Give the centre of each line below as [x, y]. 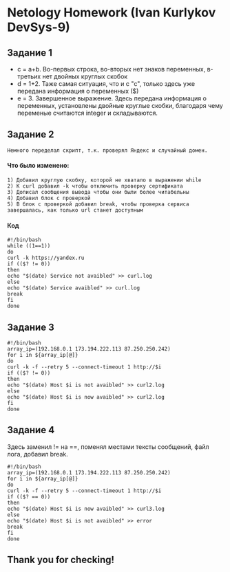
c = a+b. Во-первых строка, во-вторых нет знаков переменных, [111, 69]
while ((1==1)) [29, 246]
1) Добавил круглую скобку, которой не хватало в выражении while [104, 180]
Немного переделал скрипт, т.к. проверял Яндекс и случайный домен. [107, 150]
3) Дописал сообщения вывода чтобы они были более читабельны [98, 192]
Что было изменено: [38, 166]
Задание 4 [31, 430]
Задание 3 [31, 327]
